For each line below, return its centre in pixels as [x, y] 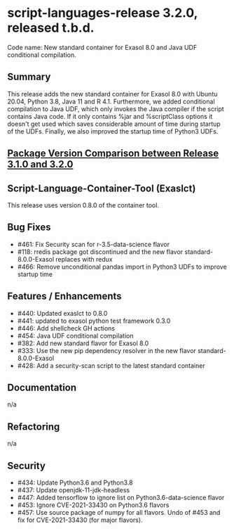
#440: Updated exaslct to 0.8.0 [62, 313]
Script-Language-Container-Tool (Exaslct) [102, 188]
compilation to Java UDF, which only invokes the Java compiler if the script [116, 109]
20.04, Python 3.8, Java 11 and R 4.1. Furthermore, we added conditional [111, 101]
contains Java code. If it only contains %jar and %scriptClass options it [110, 116]
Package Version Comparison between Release [113, 154]
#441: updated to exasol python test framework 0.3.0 [94, 321]
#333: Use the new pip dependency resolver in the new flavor [106, 350]
